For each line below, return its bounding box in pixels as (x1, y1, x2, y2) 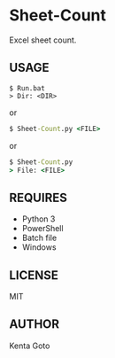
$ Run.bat (9, 83, 46, 93)
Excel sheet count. (9, 35, 77, 45)
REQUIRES (9, 190, 68, 205)
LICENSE (9, 268, 59, 283)
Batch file (21, 232, 57, 244)
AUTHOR (9, 316, 60, 332)
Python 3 (21, 214, 56, 224)
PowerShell (21, 223, 64, 234)
